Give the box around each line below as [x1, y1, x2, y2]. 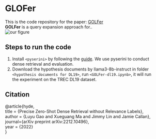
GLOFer [5, 3, 36, 14]
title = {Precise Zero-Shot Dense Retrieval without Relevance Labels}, [5, 108, 144, 114]
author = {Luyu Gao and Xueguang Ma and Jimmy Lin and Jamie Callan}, [5, 113, 151, 119]
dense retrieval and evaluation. [12, 61, 74, 67]
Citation [5, 90, 30, 99]
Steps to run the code [5, 43, 72, 51]
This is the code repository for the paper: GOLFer [5, 19, 103, 25]
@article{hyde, [5, 103, 35, 109]
